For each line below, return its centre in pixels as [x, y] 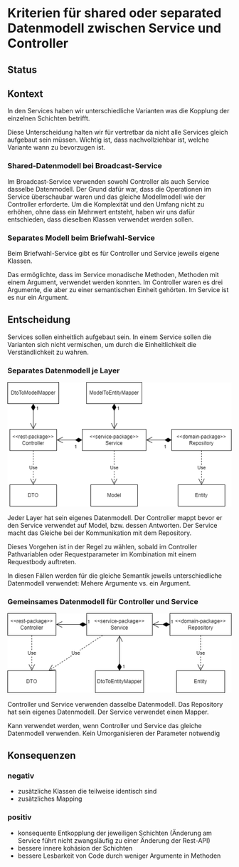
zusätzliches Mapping [50, 799]
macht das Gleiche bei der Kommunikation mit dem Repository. [100, 533]
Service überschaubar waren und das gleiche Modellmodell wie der [106, 197]
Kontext [25, 94]
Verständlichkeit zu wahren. [48, 352]
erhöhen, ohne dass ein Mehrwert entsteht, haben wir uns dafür [101, 212]
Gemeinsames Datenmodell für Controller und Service [103, 601]
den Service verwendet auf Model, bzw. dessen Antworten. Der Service [112, 525]
